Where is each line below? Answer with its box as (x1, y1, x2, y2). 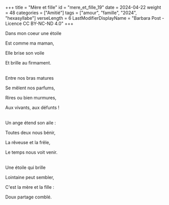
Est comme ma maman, (5, 40, 54, 46)
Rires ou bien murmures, (5, 95, 57, 100)
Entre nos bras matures (5, 75, 54, 81)
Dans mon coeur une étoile (5, 30, 62, 36)
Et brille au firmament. (5, 60, 52, 65)
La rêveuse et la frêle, (5, 140, 51, 145)
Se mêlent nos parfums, (5, 85, 56, 91)
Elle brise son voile (5, 50, 45, 56)
